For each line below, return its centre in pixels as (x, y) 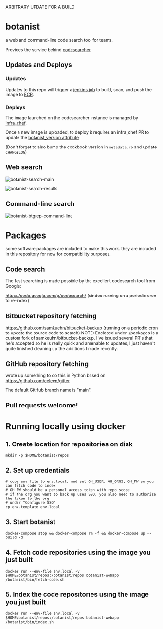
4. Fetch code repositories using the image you (78, 552)
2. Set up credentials (37, 470)
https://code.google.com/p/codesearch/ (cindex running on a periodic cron (81, 296)
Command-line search (40, 204)
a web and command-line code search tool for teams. (59, 40)
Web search (24, 167)
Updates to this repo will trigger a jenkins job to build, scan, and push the (79, 89)
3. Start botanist (31, 522)
